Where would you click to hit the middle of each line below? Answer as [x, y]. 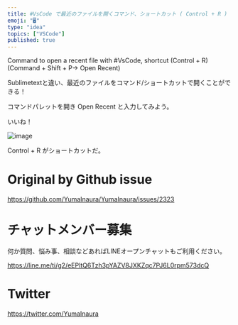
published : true [31, 40]
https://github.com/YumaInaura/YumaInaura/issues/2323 [91, 199]
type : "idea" [27, 27]
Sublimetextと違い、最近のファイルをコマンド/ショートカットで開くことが [116, 83]
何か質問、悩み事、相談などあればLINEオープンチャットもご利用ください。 [117, 251]
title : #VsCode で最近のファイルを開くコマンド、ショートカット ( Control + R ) [117, 14]
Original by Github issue [80, 180]
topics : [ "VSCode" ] [36, 34]
